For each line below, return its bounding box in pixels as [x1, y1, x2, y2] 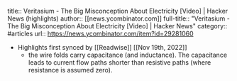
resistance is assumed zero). [28, 66, 113, 74]
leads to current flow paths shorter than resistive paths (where [28, 58, 211, 67]
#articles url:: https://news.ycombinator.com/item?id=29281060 [7, 29, 194, 38]
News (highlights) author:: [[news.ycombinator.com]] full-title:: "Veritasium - [7, 14, 231, 23]
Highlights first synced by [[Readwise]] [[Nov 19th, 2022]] [17, 43, 187, 51]
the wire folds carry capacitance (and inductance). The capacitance [28, 50, 228, 59]
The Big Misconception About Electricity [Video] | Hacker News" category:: [7, 22, 228, 30]
